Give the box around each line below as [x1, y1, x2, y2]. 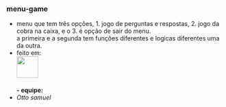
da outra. [16, 42, 42, 50]
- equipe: [16, 86, 44, 95]
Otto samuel [16, 93, 51, 102]
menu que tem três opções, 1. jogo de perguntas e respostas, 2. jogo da [16, 20, 220, 28]
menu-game [6, 4, 49, 14]
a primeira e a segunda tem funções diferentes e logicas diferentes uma [16, 34, 220, 43]
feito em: [16, 49, 42, 57]
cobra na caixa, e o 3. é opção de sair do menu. [16, 27, 151, 35]
